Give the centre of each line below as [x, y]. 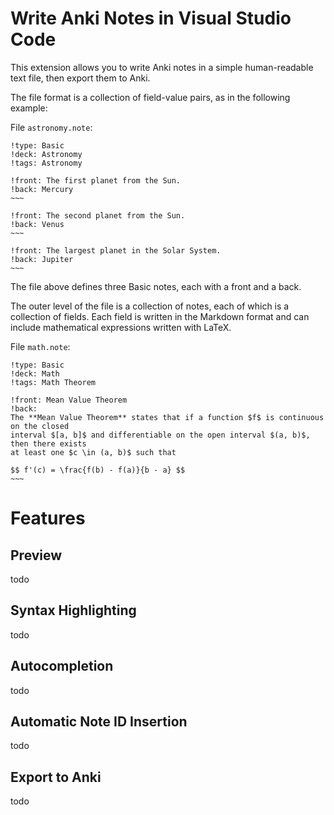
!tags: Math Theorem [53, 382]
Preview [36, 555]
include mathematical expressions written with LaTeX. [121, 327]
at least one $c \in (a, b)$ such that [93, 452]
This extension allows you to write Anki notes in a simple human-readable [162, 67]
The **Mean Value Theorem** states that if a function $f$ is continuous [167, 417]
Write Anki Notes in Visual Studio [151, 18]
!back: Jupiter [42, 259]
